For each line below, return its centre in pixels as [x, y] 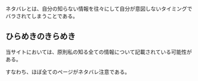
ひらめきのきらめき [41, 36]
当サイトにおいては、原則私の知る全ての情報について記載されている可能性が [99, 51]
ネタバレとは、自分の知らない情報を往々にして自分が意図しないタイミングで [99, 9]
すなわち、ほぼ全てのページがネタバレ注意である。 [68, 72]
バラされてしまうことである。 [42, 16]
